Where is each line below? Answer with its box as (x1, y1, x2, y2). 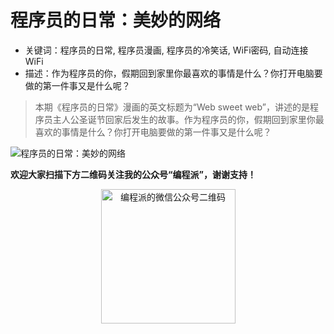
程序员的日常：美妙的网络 (10, 9, 222, 32)
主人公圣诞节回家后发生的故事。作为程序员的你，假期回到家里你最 (52, 113, 325, 125)
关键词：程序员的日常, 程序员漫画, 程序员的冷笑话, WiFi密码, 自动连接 (24, 44, 309, 56)
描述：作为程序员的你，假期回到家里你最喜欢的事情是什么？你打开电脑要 (24, 67, 323, 79)
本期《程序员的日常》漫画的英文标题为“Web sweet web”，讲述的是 (34, 101, 310, 113)
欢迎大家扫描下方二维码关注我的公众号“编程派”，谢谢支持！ (10, 168, 257, 180)
